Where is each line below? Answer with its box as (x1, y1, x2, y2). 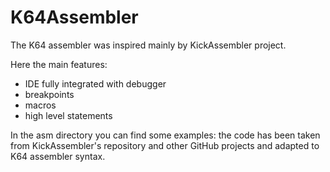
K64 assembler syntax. (10, 150, 106, 162)
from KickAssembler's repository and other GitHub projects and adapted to (10, 139, 320, 151)
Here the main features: (10, 58, 108, 70)
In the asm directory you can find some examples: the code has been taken (10, 129, 321, 141)
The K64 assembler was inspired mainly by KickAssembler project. (10, 39, 287, 51)
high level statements (24, 109, 113, 121)
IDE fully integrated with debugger (24, 77, 167, 90)
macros (24, 99, 57, 111)
